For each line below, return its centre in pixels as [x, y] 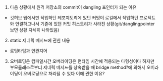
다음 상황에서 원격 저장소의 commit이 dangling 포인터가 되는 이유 [73, 7]
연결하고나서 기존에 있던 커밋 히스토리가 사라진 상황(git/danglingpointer [85, 24]
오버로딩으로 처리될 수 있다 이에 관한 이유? [64, 73]
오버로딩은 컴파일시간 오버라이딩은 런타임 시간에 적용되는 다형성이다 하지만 [82, 61]
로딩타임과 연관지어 [28, 51]
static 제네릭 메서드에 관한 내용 [40, 40]
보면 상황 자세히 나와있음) [34, 30]
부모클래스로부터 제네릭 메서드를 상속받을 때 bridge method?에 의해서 [78, 67]
